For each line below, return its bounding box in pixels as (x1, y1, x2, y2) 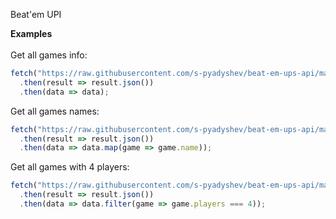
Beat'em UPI (10, 9, 62, 20)
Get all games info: (10, 49, 88, 61)
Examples (10, 28, 53, 39)
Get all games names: (10, 105, 100, 117)
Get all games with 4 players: (10, 161, 130, 173)
